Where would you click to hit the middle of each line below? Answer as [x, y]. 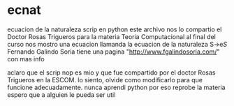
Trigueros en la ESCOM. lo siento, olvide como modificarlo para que [105, 79]
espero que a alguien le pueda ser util [61, 94]
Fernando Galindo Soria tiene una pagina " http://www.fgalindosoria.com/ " [114, 52]
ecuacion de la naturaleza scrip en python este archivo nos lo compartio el [115, 29]
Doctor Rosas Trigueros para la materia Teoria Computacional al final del [112, 36]
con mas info [26, 59]
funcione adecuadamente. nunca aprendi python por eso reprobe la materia [116, 87]
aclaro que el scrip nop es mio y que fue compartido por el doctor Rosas [111, 73]
